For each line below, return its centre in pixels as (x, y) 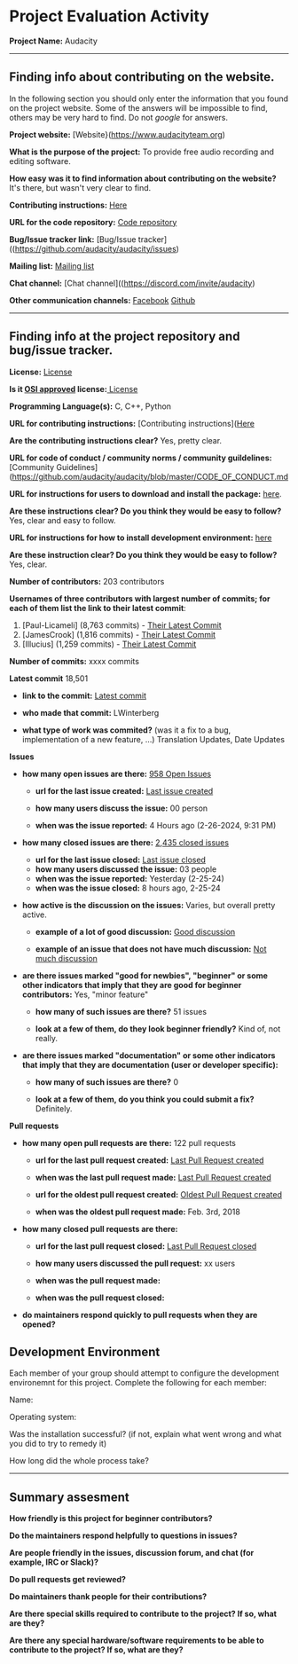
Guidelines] (77, 467)
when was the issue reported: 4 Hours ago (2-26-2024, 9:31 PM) (156, 825)
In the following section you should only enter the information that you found (149, 98)
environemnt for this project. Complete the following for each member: (138, 1383)
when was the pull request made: (98, 1280)
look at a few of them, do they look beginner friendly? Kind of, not (158, 1028)
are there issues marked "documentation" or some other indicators (149, 1055)
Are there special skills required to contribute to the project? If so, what (143, 1614)
